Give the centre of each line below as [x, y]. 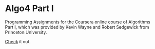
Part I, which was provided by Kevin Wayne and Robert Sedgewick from [77, 27]
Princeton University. [26, 32]
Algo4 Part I [29, 8]
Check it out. [18, 41]
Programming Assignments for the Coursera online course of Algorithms [78, 22]
